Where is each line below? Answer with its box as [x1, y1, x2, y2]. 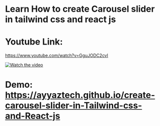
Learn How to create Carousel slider [5, 3, 155, 15]
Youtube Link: [5, 36, 63, 48]
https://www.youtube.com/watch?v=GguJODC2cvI [5, 52, 108, 58]
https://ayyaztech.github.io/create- [5, 90, 155, 101]
